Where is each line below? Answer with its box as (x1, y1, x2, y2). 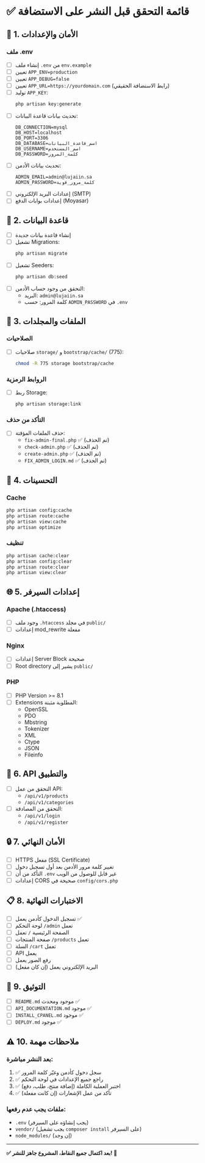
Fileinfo (24, 751, 43, 758)
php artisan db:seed (15, 274, 68, 280)
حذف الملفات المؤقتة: (15, 429, 65, 437)
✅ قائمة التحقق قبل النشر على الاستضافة (6, 4, 190, 18)
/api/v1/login (24, 813, 60, 819)
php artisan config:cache (6, 508, 72, 514)
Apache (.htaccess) (6, 605, 67, 613)
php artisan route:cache (6, 512, 70, 519)
